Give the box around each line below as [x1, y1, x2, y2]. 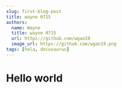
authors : [6, 19, 28, 25]
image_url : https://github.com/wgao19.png [11, 41, 117, 47]
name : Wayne [11, 24, 41, 31]
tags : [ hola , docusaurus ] [6, 47, 69, 52]
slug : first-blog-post [6, 8, 62, 15]
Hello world [6, 71, 63, 85]
